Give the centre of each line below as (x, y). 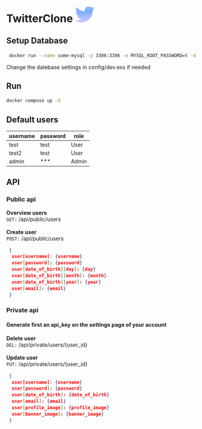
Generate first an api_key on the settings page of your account (86, 325)
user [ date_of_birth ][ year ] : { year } (57, 282)
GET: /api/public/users (34, 219)
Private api (22, 310)
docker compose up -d (34, 101)
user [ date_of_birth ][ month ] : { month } (59, 276)
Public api (21, 200)
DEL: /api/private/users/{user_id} (47, 344)
